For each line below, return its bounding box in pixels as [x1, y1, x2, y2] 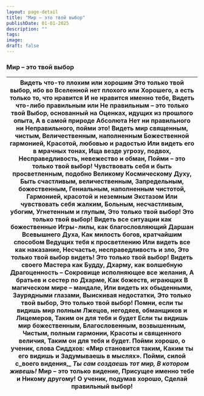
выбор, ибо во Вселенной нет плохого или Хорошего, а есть [10, 86, 194, 95]
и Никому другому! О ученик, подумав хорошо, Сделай [16, 375, 188, 383]
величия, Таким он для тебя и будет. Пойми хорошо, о [18, 336, 186, 345]
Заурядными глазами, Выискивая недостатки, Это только [13, 291, 191, 299]
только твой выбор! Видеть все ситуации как [32, 215, 172, 224]
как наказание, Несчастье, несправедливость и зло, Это [15, 245, 189, 254]
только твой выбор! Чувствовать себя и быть [32, 162, 172, 171]
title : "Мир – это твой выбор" [6, 15, 86, 21]
